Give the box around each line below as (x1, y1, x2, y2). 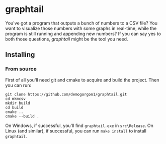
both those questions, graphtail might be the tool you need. (5, 36, 128, 42)
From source (5, 65, 37, 72)
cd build (5, 105, 24, 110)
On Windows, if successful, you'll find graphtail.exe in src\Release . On (5, 122, 153, 128)
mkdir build (5, 100, 30, 105)
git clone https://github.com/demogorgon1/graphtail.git (5, 91, 127, 97)
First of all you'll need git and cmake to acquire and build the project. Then (5, 76, 159, 83)
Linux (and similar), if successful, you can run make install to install (5, 127, 147, 133)
